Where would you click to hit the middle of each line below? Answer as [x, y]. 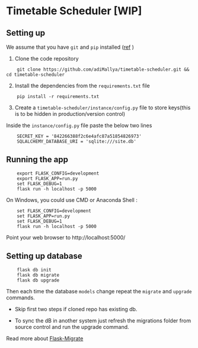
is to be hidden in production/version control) [70, 114]
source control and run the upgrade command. [72, 327]
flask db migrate [38, 275]
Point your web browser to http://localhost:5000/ [66, 237]
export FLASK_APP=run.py [47, 178]
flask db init [34, 270]
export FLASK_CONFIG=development [58, 173]
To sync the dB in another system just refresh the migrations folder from [103, 320]
